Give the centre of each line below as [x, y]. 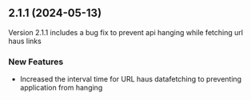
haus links [25, 41]
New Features [36, 62]
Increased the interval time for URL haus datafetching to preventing [131, 79]
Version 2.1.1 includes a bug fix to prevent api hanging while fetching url [126, 32]
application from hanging [61, 88]
